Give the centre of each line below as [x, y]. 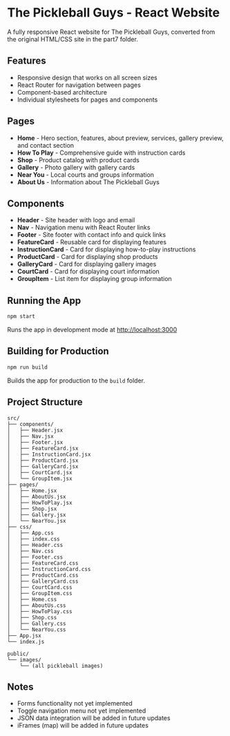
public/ [18, 654]
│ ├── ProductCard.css [43, 575]
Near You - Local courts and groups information [85, 175]
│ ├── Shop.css [32, 617]
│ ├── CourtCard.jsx [40, 472]
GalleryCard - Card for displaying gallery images [87, 264]
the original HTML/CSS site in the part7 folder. [73, 39]
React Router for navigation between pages [79, 85]
